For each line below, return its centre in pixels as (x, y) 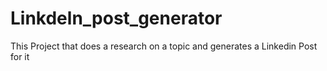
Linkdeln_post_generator (116, 18)
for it (20, 56)
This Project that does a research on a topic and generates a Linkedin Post (164, 46)
